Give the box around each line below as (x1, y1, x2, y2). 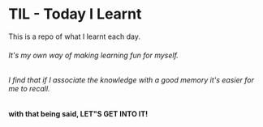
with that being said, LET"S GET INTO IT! (8, 108, 149, 118)
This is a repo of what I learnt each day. (8, 32, 140, 41)
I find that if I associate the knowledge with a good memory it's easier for (8, 75, 254, 85)
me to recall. (8, 84, 50, 94)
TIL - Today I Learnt (8, 5, 142, 23)
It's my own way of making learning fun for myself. (8, 50, 179, 60)
